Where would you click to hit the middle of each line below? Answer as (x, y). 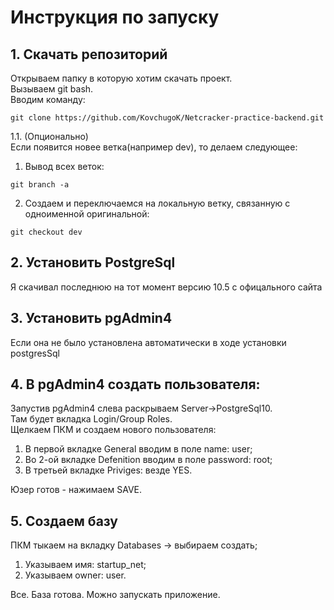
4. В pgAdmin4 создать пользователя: (135, 384)
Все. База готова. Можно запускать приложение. (115, 595)
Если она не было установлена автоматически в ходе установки (148, 342)
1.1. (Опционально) (49, 136)
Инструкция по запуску (115, 17)
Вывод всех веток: (64, 166)
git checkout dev (46, 232)
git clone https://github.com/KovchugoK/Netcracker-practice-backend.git (167, 118)
